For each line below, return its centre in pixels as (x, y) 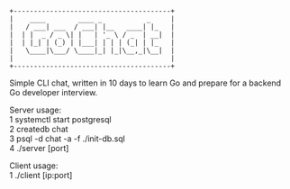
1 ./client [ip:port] (41, 175)
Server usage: (35, 110)
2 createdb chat (39, 129)
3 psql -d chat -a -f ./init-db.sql (68, 139)
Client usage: (34, 166)
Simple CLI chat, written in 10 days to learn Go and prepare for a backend (145, 83)
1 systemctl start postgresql (60, 119)
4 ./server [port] (39, 148)
